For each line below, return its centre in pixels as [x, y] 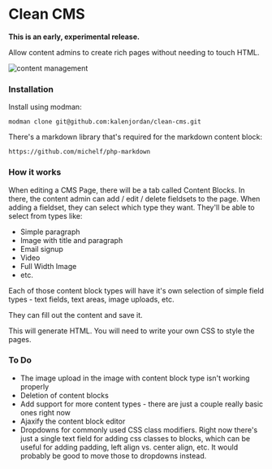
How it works [35, 172]
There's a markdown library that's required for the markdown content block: [135, 137]
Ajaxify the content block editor [73, 421]
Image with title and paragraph [71, 240]
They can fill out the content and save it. [76, 315]
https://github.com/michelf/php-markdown [80, 152]
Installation [31, 89]
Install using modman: [45, 107]
